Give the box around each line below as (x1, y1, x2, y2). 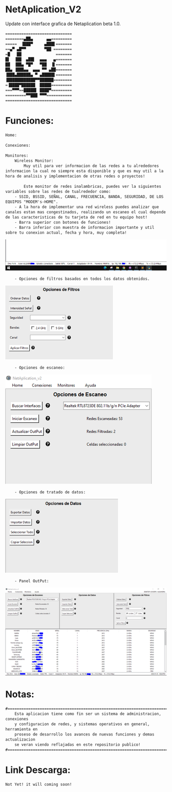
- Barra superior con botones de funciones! (14, 220, 111, 225)
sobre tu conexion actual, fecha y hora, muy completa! (5, 230, 127, 235)
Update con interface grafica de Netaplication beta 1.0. (5, 21, 121, 27)
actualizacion (5, 737, 36, 742)
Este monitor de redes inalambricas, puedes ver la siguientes (24, 184, 161, 189)
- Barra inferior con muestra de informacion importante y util (14, 225, 155, 230)
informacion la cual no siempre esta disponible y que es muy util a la (5, 168, 164, 173)
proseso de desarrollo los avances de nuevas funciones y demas (14, 731, 155, 737)
